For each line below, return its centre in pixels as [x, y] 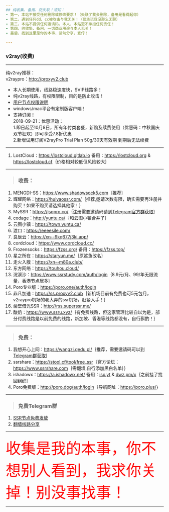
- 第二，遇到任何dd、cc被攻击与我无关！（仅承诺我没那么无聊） [63, 19]
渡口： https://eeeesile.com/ [42, 230]
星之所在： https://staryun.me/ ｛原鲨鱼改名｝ [59, 255]
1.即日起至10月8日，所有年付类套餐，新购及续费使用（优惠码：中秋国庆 [86, 127]
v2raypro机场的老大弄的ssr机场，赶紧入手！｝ [61, 299]
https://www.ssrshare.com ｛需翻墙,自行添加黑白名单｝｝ [71, 368]
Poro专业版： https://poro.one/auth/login [55, 287]
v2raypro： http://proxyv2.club [37, 79]
